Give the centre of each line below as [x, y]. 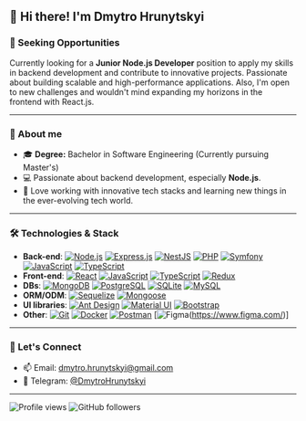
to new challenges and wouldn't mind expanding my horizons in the [136, 91]
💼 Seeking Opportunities [65, 43]
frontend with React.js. [52, 101]
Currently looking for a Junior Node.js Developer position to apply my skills [152, 63]
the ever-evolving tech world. [78, 200]
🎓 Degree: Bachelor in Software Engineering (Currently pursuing [146, 154]
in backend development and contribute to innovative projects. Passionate [148, 72]
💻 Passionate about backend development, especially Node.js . [142, 177]
